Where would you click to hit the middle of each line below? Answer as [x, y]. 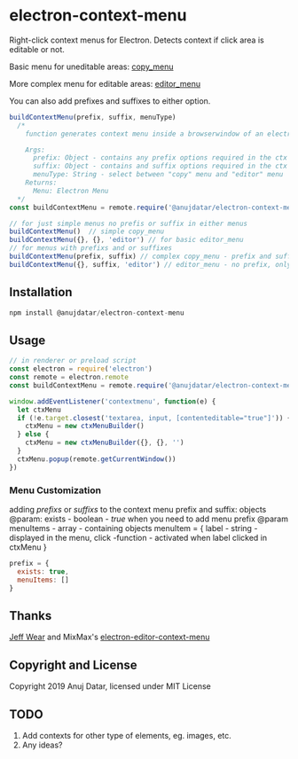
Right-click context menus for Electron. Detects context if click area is [137, 40]
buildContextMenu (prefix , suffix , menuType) [93, 117]
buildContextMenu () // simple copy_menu [87, 231]
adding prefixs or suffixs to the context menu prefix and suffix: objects [138, 509]
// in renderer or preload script [73, 361]
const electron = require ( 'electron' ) [81, 369]
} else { [33, 434]
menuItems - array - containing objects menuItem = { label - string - [133, 528]
